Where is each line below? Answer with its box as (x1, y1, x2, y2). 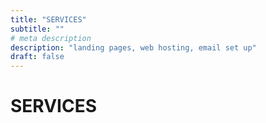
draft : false (10, 52, 65, 62)
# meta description (10, 33, 92, 43)
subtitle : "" (10, 24, 65, 34)
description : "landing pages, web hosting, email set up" (10, 42, 257, 53)
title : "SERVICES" (10, 14, 87, 25)
